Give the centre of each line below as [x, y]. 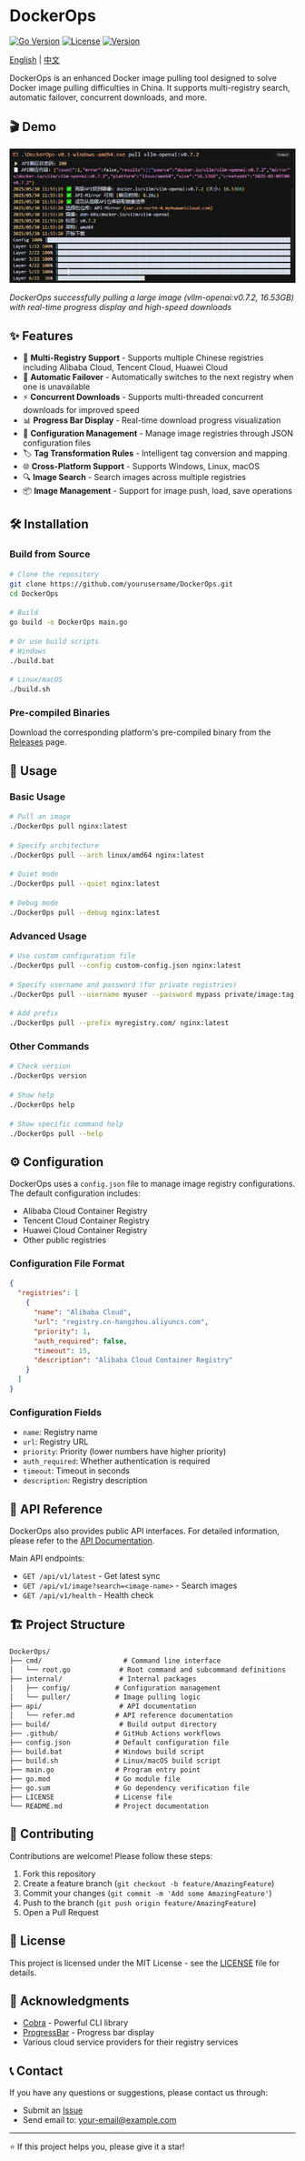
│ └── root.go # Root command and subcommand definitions [148, 1670]
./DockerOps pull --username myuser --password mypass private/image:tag [152, 994]
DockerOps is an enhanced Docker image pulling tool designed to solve [143, 77]
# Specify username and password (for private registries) [123, 985]
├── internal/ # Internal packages [103, 1679]
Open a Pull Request [61, 1912]
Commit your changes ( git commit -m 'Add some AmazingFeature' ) [147, 1893]
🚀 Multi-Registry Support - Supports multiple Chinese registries [143, 358]
